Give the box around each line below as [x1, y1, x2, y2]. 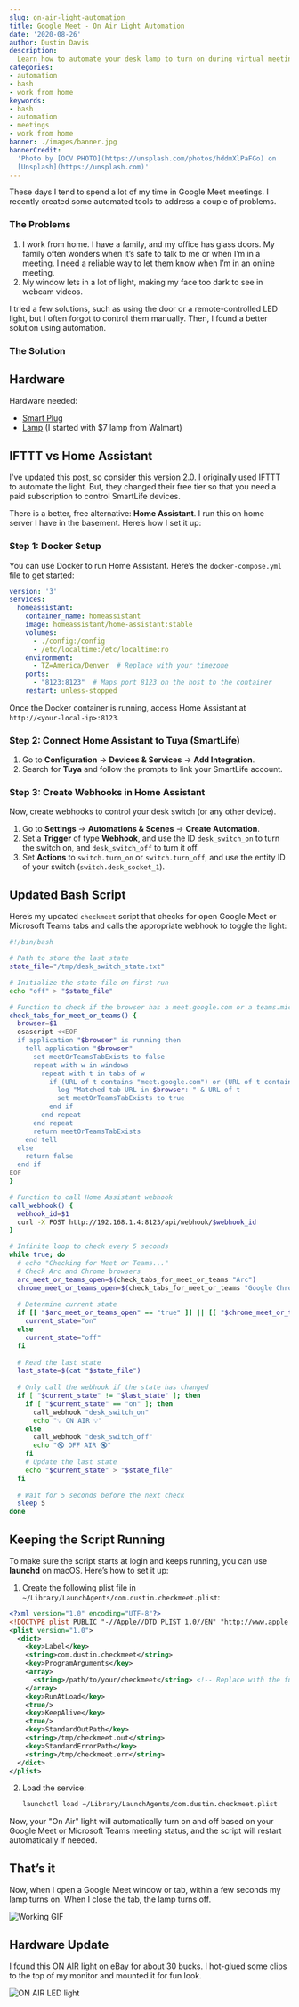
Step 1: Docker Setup [9, 540, 101, 553]
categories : [9, 63, 53, 72]
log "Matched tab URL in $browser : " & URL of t [56, 1085, 241, 1095]
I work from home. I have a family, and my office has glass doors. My [21, 238, 276, 250]
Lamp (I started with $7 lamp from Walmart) [21, 423, 182, 433]
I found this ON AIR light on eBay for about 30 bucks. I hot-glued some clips [9, 1961, 287, 1971]
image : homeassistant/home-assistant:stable [25, 621, 193, 629]
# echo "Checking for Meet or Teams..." [17, 1259, 169, 1268]
